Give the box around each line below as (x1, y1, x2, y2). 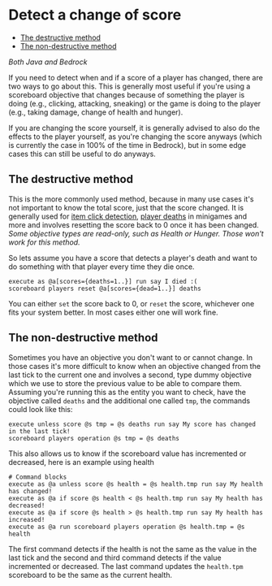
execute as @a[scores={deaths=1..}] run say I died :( (8, 277, 198, 285)
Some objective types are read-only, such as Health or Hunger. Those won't (8, 228, 264, 238)
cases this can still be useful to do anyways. (8, 149, 156, 158)
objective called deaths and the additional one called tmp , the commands (8, 396, 251, 406)
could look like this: (8, 404, 73, 414)
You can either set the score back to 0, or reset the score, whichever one (8, 298, 255, 308)
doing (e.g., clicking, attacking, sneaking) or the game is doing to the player (8, 98, 261, 108)
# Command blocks (8, 473, 67, 481)
